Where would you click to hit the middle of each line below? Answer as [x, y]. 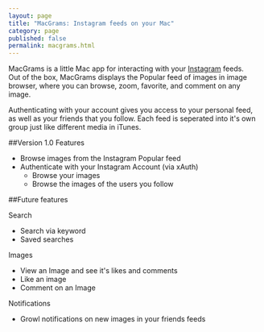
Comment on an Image [58, 288]
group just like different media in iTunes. [75, 127]
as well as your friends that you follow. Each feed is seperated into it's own [132, 118]
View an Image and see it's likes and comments [99, 271]
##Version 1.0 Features [46, 143]
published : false [37, 38]
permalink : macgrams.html [52, 46]
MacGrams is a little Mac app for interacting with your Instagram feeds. [126, 68]
